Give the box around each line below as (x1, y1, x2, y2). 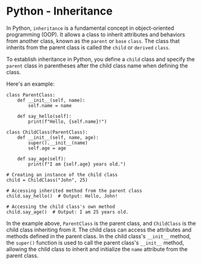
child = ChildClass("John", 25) (6, 177, 88, 183)
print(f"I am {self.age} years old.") (28, 161, 126, 167)
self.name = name (28, 102, 72, 109)
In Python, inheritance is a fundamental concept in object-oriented (6, 24, 174, 32)
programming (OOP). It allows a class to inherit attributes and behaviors (6, 30, 186, 38)
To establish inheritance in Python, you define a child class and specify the (6, 55, 195, 63)
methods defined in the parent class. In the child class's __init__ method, (6, 232, 191, 239)
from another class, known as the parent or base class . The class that (6, 37, 180, 44)
